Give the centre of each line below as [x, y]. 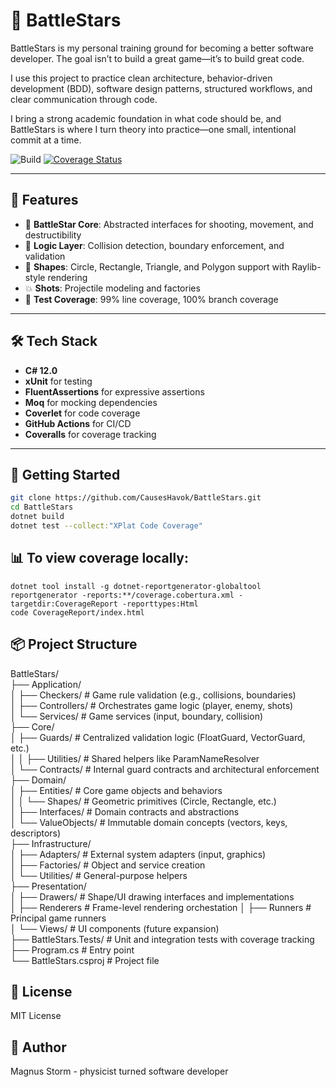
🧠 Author [38, 1047]
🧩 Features [44, 200]
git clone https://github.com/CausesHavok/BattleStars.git [136, 498]
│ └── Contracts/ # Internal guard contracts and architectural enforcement [165, 769]
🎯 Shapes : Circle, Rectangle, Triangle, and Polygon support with [157, 266]
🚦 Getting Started [65, 474]
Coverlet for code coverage [82, 413]
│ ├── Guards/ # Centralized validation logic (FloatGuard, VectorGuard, [158, 737]
